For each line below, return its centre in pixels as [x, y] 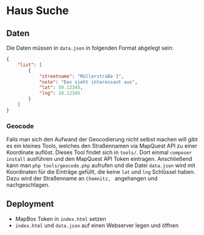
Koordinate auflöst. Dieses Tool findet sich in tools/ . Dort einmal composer [99, 152]
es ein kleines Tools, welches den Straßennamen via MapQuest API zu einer [102, 146]
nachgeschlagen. [28, 185]
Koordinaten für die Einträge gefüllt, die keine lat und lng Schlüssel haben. [101, 172]
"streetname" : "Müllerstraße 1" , [81, 76]
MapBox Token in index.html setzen [60, 218]
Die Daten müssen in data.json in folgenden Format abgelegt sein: [90, 48]
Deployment [30, 204]
